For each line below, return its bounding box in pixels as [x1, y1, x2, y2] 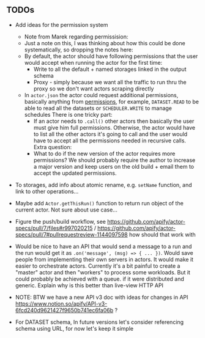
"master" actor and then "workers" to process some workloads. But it [15, 268, 191, 276]
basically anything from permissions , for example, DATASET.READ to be [24, 98, 199, 105]
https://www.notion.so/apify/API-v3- [15, 299, 108, 307]
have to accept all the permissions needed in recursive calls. [33, 137, 187, 144]
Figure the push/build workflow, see [15, 218, 106, 225]
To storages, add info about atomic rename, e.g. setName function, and [15, 181, 192, 188]
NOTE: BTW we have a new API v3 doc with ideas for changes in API [15, 293, 188, 301]
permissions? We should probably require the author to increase [33, 156, 196, 164]
